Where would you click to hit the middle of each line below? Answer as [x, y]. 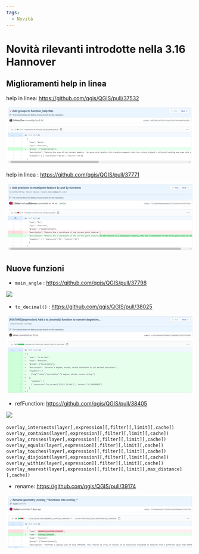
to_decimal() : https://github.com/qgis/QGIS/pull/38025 [84, 307]
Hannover [31, 62]
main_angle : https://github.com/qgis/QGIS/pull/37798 [81, 283]
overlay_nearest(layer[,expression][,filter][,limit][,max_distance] [94, 469]
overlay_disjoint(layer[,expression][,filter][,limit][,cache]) [88, 457]
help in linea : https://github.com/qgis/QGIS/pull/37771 [73, 174]
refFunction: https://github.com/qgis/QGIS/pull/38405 [81, 404]
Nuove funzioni [35, 268]
